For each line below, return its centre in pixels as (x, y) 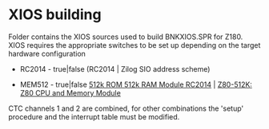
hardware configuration (47, 53)
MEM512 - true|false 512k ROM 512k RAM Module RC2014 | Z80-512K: (136, 84)
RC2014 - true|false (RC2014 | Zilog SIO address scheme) (115, 68)
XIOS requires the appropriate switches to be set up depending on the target (134, 45)
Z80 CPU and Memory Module (70, 92)
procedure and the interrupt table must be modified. (94, 116)
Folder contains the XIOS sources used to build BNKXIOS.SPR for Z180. (126, 37)
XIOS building (55, 15)
